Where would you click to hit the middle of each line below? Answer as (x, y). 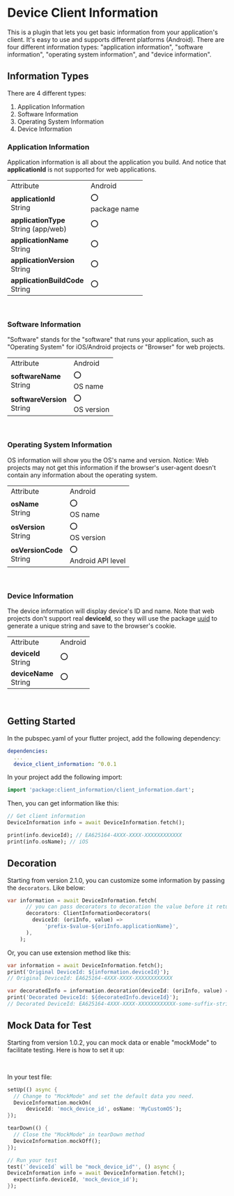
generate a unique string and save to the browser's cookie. (92, 626)
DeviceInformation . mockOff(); (57, 1141)
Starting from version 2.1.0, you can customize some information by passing (116, 880)
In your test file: (30, 1077)
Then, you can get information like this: (63, 803)
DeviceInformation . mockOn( (53, 1103)
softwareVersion (39, 399)
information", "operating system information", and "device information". (109, 54)
